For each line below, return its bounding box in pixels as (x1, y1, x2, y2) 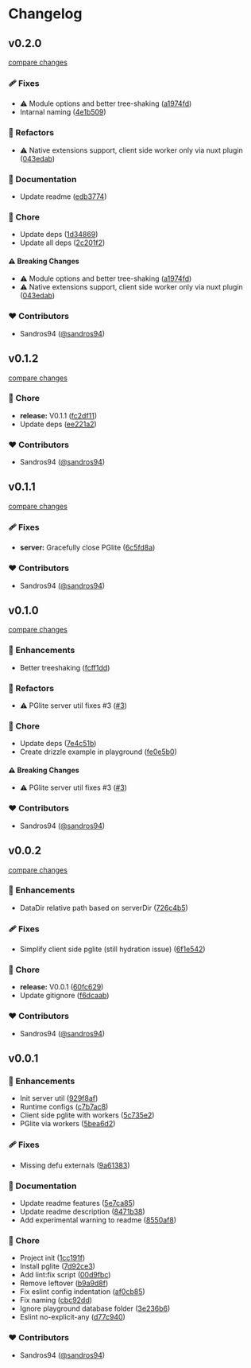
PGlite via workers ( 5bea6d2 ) (19, 1119, 116, 1129)
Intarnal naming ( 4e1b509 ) (19, 107, 106, 117)
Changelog (8, 5, 83, 23)
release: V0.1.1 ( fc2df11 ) (19, 410, 98, 420)
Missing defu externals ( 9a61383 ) (19, 1160, 130, 1170)
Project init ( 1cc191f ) (19, 1253, 86, 1263)
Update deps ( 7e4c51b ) (19, 739, 97, 748)
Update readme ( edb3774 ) (19, 192, 107, 201)
